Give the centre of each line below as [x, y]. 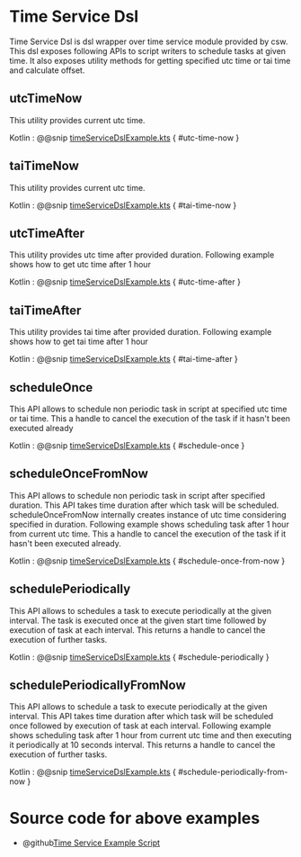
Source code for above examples [135, 818]
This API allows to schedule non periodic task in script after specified [137, 495]
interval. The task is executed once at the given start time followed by [138, 620]
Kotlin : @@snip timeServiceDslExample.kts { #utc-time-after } [125, 282]
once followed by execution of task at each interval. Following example [140, 726]
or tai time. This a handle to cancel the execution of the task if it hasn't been [150, 419]
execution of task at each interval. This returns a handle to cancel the [137, 630]
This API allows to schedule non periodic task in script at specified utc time [148, 409]
